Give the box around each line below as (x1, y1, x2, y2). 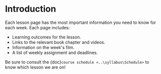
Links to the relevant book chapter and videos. (12, 39, 106, 45)
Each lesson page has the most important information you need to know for (5, 19, 157, 25)
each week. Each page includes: (5, 24, 70, 30)
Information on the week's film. (12, 44, 74, 50)
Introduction (5, 3, 56, 15)
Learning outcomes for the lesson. (12, 34, 81, 40)
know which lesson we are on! (5, 64, 66, 70)
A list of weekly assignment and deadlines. (12, 50, 98, 55)
